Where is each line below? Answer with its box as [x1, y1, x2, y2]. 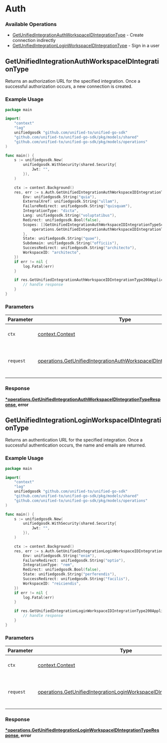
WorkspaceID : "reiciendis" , [23, 581, 81, 586]
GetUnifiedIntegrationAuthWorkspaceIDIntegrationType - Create [12, 32, 144, 38]
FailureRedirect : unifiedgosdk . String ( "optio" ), [23, 558, 126, 563]
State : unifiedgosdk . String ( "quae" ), [23, 236, 101, 241]
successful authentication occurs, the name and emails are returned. [5, 442, 146, 448]
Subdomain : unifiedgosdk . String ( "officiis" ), [23, 241, 119, 246]
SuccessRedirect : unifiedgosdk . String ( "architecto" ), [23, 245, 137, 251]
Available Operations [5, 21, 57, 28]
